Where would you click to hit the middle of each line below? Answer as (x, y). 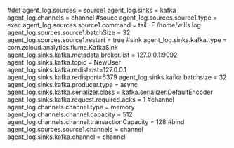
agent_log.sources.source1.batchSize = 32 (69, 32)
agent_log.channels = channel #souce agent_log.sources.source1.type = (112, 18)
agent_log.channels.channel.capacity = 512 (70, 114)
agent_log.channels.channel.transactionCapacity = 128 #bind (96, 122)
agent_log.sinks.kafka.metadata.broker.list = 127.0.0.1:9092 (92, 55)
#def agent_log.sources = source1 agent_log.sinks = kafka (92, 10)
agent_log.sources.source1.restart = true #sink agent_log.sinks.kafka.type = (117, 40)
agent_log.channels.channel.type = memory (71, 107)
